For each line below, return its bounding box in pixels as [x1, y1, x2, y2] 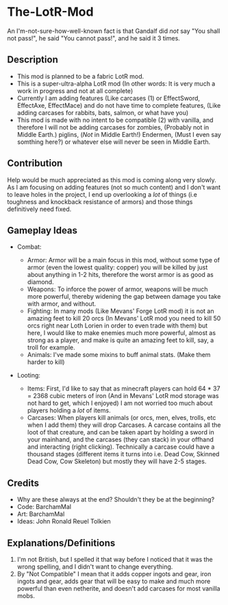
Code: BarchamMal [16, 503, 72, 511]
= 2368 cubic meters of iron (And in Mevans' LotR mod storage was [27, 392, 219, 400]
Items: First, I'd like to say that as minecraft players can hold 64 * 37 [27, 384, 220, 393]
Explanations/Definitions [7, 537, 116, 549]
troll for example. [27, 343, 75, 351]
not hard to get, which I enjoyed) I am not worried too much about [27, 399, 214, 408]
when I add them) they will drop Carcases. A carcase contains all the [27, 421, 221, 429]
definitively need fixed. [7, 205, 72, 213]
